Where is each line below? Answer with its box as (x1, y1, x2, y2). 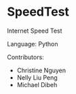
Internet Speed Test (7, 27, 62, 35)
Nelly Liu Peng (16, 73, 58, 82)
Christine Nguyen (16, 66, 66, 74)
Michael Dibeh (16, 80, 58, 89)
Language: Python (7, 40, 59, 48)
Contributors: (7, 52, 44, 61)
